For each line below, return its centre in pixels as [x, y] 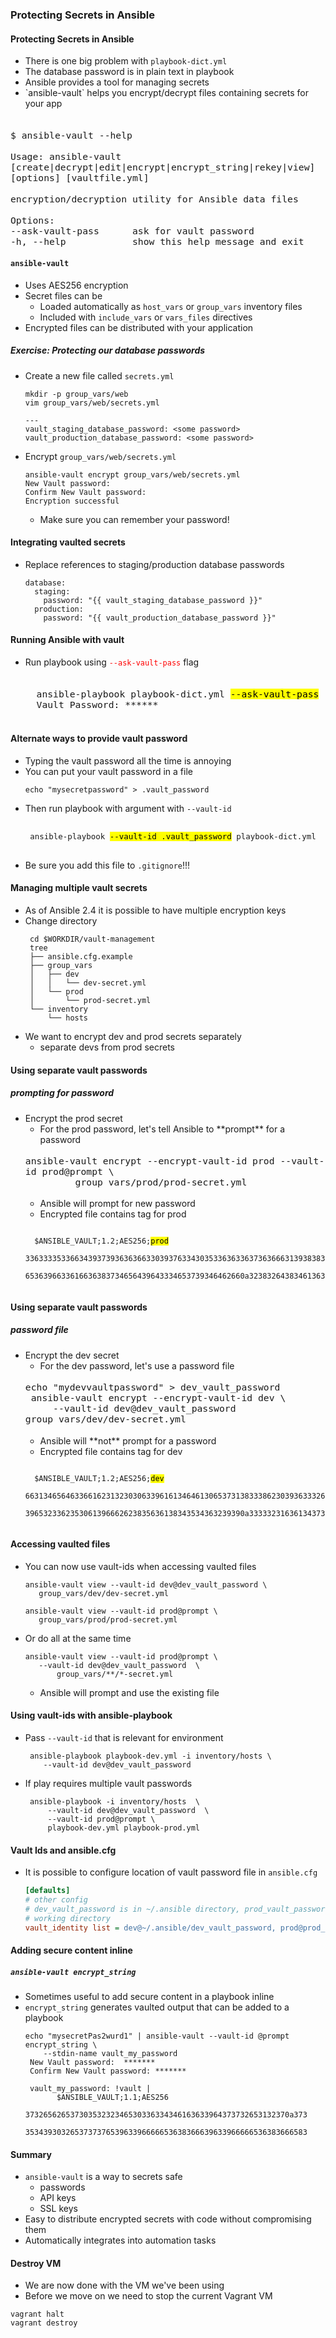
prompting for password [62, 1093]
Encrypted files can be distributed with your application [139, 327]
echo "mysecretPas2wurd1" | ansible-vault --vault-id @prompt [157, 2036]
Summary [31, 2154]
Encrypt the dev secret [72, 1355]
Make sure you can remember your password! [134, 519]
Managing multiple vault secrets [79, 888]
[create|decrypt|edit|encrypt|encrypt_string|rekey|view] [163, 167]
